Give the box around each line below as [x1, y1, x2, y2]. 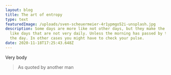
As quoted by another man [17, 64, 74, 70]
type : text [5, 17, 28, 22]
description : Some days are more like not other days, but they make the [5, 26, 165, 31]
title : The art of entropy [5, 12, 63, 17]
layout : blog [5, 7, 33, 13]
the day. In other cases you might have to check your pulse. [10, 36, 145, 41]
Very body [5, 54, 27, 60]
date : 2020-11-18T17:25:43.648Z [5, 41, 74, 46]
